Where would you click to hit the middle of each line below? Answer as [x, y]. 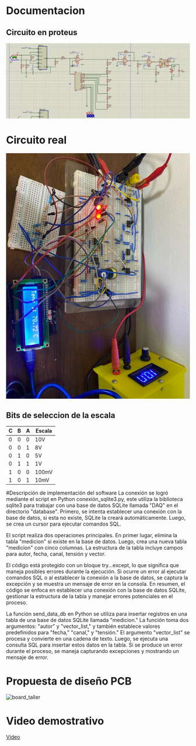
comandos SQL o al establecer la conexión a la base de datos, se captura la [97, 578]
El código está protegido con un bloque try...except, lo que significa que [93, 565]
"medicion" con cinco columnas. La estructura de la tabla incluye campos [94, 548]
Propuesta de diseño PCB [69, 681]
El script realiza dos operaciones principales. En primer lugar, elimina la [92, 536]
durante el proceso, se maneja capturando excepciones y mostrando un [92, 651]
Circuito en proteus [42, 32]
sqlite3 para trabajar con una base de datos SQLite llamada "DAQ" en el [92, 505]
